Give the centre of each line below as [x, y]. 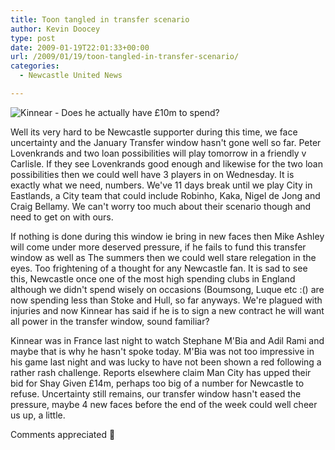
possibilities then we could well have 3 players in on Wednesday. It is [152, 174]
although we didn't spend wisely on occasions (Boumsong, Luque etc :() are [167, 289]
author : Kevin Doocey [55, 29]
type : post [33, 38]
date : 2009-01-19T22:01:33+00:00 [80, 47]
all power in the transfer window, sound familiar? [110, 321]
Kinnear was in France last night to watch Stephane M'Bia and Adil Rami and [167, 340]
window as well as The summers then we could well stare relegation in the [163, 257]
